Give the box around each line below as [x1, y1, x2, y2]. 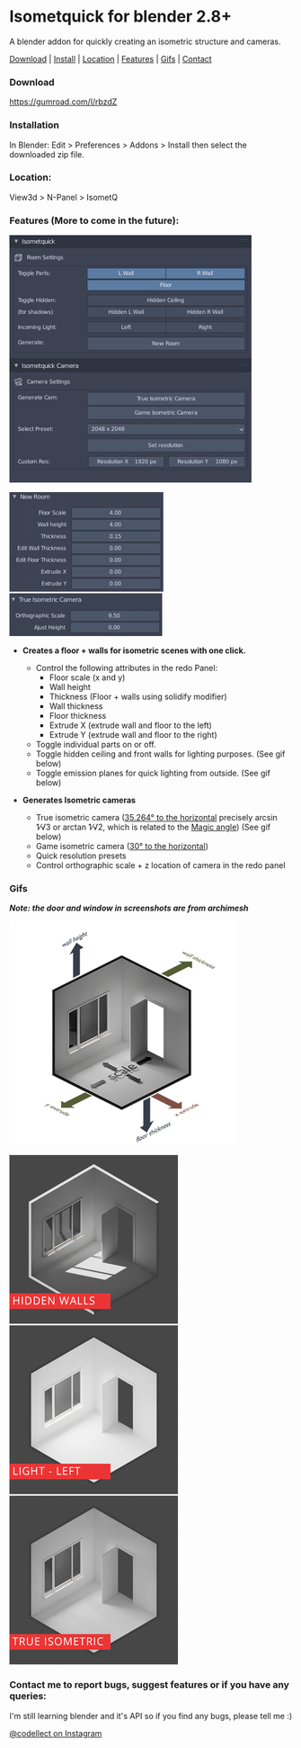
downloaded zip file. [9, 148, 85, 159]
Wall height [49, 682, 92, 693]
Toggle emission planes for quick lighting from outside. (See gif [35, 767, 271, 779]
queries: [9, 1690, 47, 1702]
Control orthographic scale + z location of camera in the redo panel [35, 860, 286, 871]
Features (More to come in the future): [9, 214, 180, 227]
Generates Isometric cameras [22, 794, 137, 806]
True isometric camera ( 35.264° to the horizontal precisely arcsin [35, 812, 279, 823]
